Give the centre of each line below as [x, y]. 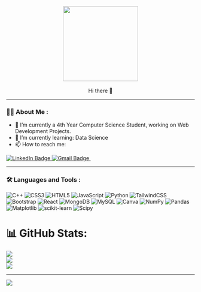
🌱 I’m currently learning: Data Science [62, 138]
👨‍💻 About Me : [28, 112]
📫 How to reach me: [40, 145]
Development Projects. [43, 131]
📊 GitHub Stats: [47, 233]
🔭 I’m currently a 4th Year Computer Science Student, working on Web [102, 125]
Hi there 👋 [100, 91]
